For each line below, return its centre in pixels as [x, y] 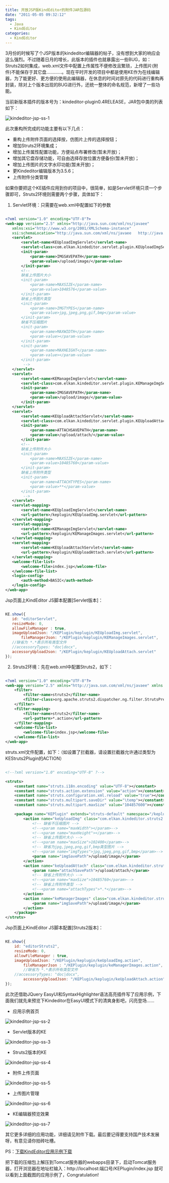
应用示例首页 [26, 1011]
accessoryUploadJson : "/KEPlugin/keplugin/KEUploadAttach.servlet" [84, 652]
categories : [18, 33]
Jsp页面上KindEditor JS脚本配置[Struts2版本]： [54, 928]
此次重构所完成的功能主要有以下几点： [45, 128]
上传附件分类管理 [30, 177]
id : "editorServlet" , [34, 619]
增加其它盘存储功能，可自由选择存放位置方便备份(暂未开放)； [76, 158]
